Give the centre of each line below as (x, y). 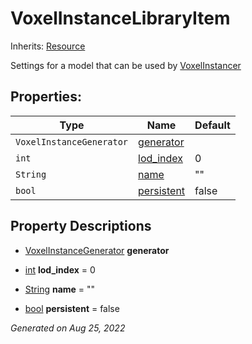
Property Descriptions (81, 226)
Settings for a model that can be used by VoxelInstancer (126, 65)
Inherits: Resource (48, 46)
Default (212, 125)
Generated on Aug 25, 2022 (68, 328)
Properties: (46, 97)
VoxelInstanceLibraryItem (120, 18)
